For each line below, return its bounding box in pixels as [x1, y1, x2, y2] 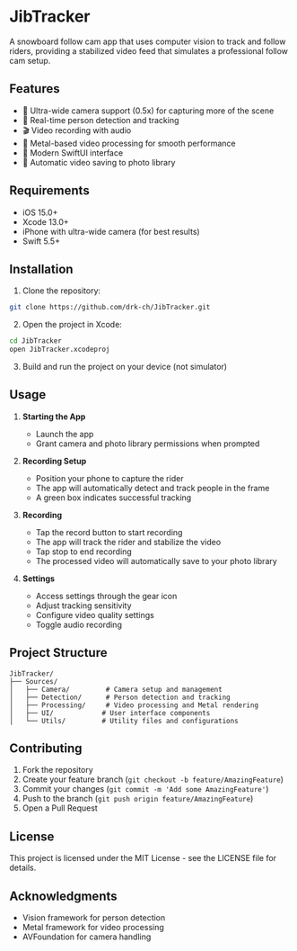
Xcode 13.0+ [22, 216, 69, 227]
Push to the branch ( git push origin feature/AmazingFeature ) [22, 794, 254, 804]
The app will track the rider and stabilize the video [35, 536, 222, 547]
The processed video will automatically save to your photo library [35, 555, 278, 566]
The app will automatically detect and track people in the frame [35, 482, 270, 493]
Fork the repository [22, 765, 94, 776]
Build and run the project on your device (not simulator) [22, 362, 227, 372]
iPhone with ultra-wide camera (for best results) [22, 226, 200, 237]
